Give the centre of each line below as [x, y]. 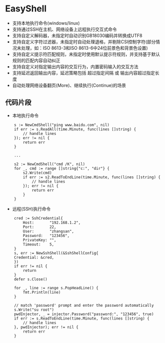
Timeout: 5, [39, 244]
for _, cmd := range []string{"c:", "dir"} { [62, 168]
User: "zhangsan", [49, 231]
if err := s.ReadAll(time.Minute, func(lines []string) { [75, 129]
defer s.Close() [31, 279]
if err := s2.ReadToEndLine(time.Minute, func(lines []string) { [92, 177]
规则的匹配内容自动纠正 [36, 60]
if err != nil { [31, 266]
